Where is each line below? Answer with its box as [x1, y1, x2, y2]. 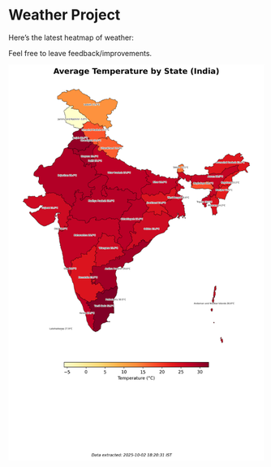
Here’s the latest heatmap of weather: [8, 33, 134, 42]
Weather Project [8, 6, 121, 24]
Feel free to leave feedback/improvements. [8, 48, 153, 58]
